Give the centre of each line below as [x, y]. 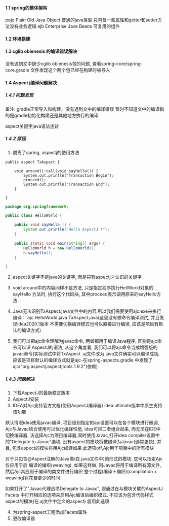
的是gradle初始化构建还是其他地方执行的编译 [52, 115]
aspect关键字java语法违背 [32, 126]
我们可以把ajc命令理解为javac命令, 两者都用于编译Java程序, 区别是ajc [85, 341]
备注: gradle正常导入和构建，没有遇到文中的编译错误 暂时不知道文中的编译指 [85, 109]
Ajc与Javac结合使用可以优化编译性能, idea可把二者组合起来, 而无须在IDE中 [83, 429]
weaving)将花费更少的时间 [33, 478]
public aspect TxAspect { [32, 162]
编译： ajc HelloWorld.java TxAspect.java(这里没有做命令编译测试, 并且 [86, 318]
